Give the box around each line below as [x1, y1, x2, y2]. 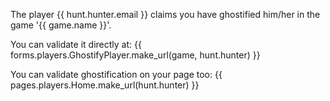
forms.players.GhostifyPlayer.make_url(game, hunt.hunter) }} [10, 49, 261, 61]
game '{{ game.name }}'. [10, 19, 112, 31]
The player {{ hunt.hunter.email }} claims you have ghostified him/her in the [10, 9, 321, 20]
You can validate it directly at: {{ [10, 39, 142, 50]
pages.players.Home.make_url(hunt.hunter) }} [10, 79, 200, 91]
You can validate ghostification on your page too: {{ [10, 69, 223, 80]
